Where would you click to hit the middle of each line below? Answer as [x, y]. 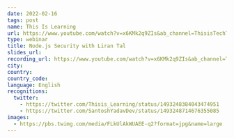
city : [15, 66]
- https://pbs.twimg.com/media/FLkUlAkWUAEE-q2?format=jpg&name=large [118, 124]
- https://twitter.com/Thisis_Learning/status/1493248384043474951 [119, 105]
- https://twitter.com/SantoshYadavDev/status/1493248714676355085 [119, 111]
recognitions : [28, 91]
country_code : [28, 78]
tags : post [23, 20]
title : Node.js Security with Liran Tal [67, 46]
